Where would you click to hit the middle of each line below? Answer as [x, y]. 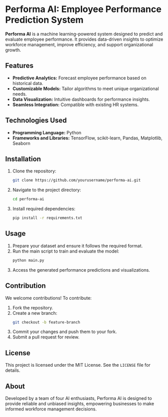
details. [13, 370]
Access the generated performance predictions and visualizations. [81, 270]
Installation [23, 159]
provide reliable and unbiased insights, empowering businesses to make [80, 404]
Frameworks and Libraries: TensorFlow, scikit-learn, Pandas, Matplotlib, [88, 138]
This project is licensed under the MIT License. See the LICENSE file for [78, 365]
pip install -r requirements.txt [47, 218]
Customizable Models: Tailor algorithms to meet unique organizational [86, 89]
